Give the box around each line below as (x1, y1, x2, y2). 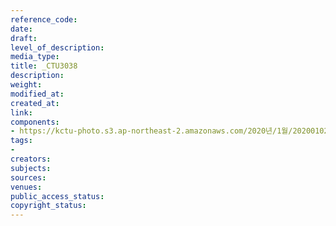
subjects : (10, 163, 52, 173)
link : (10, 107, 33, 118)
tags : (10, 136, 33, 146)
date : (10, 24, 33, 34)
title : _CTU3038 (10, 61, 78, 71)
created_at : (10, 98, 60, 108)
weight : (10, 80, 43, 90)
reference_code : (10, 14, 78, 25)
